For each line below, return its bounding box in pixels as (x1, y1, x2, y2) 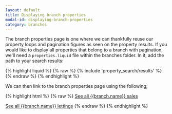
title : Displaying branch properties (5, 12, 86, 17)
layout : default (5, 7, 40, 13)
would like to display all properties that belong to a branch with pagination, (5, 47, 163, 53)
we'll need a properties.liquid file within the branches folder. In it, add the (5, 52, 164, 59)
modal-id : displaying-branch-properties (5, 17, 93, 22)
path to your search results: (5, 58, 64, 64)
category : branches (5, 22, 47, 27)
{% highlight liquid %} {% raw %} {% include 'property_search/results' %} (5, 68, 162, 74)
